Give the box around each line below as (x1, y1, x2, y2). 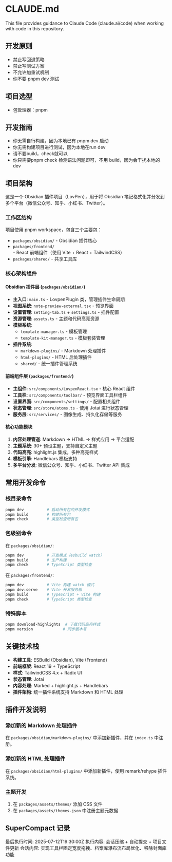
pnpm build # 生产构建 (5, 557, 67, 563)
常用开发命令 (5, 478, 46, 487)
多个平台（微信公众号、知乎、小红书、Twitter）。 (5, 200, 108, 206)
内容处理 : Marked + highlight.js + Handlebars (12, 682, 108, 688)
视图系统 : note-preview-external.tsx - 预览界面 (12, 303, 114, 309)
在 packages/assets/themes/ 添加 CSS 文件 (12, 801, 103, 807)
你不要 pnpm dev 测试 (12, 76, 60, 82)
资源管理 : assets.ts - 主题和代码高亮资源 (12, 315, 100, 322)
